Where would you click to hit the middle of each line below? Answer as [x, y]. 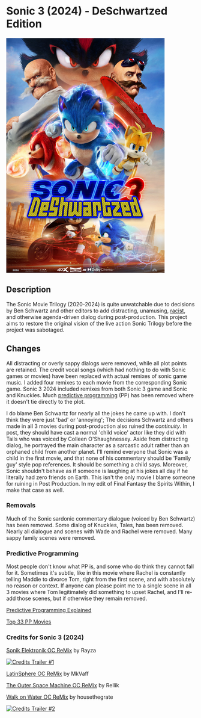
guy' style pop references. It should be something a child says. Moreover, [97, 464]
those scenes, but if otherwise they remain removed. [82, 599]
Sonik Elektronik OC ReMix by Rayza [51, 651]
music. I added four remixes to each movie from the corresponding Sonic [97, 382]
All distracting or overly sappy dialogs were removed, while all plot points [97, 363]
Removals [21, 506]
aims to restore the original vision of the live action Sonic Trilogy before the [99, 323]
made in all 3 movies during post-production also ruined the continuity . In [97, 426]
